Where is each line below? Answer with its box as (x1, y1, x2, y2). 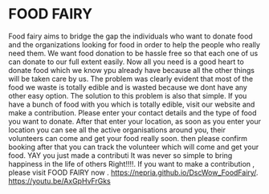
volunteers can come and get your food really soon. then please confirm (8, 133, 247, 143)
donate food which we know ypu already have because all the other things (8, 65, 255, 75)
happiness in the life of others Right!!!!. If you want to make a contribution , (8, 159, 255, 168)
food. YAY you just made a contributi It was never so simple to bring (8, 150, 233, 160)
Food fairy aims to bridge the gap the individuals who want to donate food (8, 31, 253, 41)
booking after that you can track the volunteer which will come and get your (8, 142, 259, 152)
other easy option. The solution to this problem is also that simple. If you (8, 91, 247, 100)
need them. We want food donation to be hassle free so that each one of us (8, 48, 259, 58)
